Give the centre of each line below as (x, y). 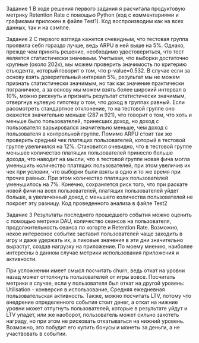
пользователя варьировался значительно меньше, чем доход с (87, 128)
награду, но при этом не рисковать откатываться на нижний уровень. (95, 321)
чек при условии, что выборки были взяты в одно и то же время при (94, 171)
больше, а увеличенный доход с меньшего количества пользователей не (99, 197)
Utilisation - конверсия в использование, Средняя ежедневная (86, 289)
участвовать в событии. (37, 333)
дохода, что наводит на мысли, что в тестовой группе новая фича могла (98, 159)
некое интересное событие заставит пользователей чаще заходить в (94, 234)
